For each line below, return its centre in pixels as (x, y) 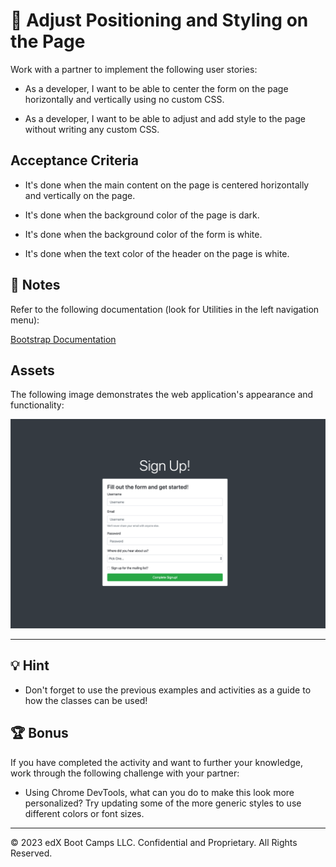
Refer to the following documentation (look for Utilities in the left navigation (165, 309)
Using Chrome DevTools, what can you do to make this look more (159, 792)
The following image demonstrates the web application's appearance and (162, 395)
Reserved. (31, 853)
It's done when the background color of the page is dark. (142, 215)
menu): (25, 320)
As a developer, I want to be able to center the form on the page (156, 88)
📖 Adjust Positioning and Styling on (159, 20)
